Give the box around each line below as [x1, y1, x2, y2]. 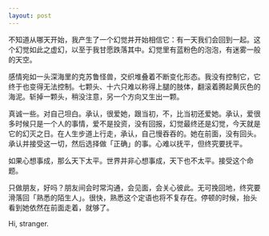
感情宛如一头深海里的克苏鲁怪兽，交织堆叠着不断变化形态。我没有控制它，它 [8, 71, 261, 81]
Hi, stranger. [8, 218, 50, 228]
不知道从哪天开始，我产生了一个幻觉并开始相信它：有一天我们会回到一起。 [8, 34, 254, 44]
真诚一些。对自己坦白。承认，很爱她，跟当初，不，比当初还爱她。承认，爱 [8, 109, 254, 118]
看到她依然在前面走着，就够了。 [8, 202, 114, 212]
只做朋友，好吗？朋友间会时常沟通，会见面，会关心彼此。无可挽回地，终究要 [8, 182, 261, 192]
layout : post [8, 11, 52, 20]
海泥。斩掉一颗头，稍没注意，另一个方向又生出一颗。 [8, 91, 184, 101]
